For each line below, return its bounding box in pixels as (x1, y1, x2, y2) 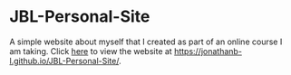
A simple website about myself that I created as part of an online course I (9, 36, 283, 47)
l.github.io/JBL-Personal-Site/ (9, 55, 120, 66)
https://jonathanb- (173, 45, 243, 56)
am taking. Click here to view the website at (9, 45, 172, 56)
